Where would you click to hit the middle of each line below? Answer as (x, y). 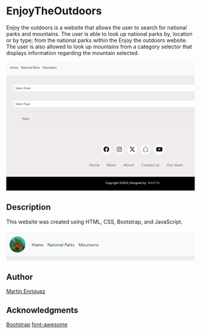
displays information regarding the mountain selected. (73, 53)
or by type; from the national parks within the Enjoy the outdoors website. (97, 40)
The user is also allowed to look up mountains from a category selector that (99, 47)
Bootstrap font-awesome (37, 324)
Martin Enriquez (26, 292)
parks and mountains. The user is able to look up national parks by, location (99, 33)
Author (19, 277)
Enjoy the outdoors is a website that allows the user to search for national (97, 27)
